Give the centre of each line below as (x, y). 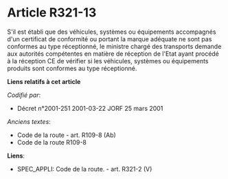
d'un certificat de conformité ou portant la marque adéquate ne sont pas (110, 39)
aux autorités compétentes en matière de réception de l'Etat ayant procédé (113, 54)
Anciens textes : (29, 121)
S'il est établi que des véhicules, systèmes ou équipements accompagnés (112, 32)
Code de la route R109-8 (52, 142)
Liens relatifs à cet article (44, 81)
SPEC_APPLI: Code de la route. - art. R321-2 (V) (84, 169)
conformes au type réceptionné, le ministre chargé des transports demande (114, 46)
